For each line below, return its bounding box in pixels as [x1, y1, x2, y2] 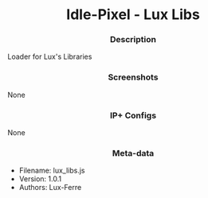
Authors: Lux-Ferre [18, 183, 82, 192]
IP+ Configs [109, 110, 157, 121]
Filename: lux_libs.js [18, 165, 85, 176]
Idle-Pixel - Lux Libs [66, 6, 200, 24]
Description [109, 34, 157, 45]
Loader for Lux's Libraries [7, 52, 92, 61]
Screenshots [108, 72, 159, 83]
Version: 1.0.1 [18, 174, 61, 184]
